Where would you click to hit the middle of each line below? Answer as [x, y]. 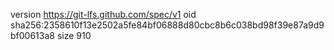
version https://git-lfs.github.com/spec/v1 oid [103, 14]
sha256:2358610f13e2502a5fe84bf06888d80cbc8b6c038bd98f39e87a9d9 [167, 25]
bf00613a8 [32, 35]
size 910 [74, 35]
